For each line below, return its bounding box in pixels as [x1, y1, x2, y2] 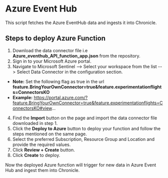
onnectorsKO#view [12, 105, 52, 111]
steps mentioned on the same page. [12, 131, 87, 137]
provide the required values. [12, 141, 71, 147]
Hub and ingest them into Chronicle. [5, 167, 80, 173]
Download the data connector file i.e [12, 47, 88, 53]
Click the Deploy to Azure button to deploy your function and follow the [12, 125, 161, 131]
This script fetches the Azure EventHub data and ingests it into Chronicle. [5, 20, 157, 26]
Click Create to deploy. [12, 152, 60, 158]
